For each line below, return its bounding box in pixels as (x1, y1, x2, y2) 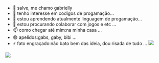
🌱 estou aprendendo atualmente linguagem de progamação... (12, 16, 142, 22)
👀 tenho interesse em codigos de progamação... (12, 10, 114, 16)
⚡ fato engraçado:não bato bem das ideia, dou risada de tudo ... (12, 40, 147, 46)
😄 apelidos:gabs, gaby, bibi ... (12, 34, 77, 40)
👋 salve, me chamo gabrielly (12, 5, 73, 11)
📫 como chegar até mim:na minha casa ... (12, 27, 102, 33)
